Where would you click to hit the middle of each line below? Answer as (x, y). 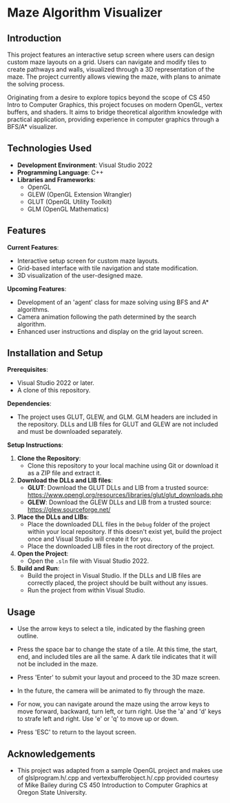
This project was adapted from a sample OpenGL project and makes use (120, 771)
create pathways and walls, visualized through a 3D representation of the (111, 69)
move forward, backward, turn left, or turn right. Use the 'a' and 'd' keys (119, 711)
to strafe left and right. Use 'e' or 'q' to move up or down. (98, 719)
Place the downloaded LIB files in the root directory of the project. (121, 546)
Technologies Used (49, 149)
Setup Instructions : (35, 445)
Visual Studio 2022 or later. (56, 383)
